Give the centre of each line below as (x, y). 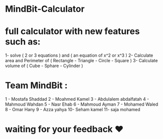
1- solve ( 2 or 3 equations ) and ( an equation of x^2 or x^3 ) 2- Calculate (79, 55)
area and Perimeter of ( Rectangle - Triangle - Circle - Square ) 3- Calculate (81, 61)
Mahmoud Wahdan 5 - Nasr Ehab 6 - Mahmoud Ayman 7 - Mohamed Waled (82, 104)
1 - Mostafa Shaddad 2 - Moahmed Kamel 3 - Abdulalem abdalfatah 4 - (77, 99)
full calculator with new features (72, 32)
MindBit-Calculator (45, 9)
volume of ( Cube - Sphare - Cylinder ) (44, 66)
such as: (23, 42)
